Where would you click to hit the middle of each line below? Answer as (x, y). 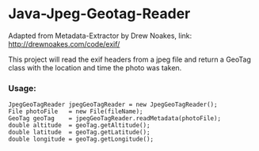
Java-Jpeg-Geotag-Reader (99, 14)
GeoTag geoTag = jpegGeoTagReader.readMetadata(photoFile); (115, 119)
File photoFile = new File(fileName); (76, 111)
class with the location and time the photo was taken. (95, 67)
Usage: (23, 88)
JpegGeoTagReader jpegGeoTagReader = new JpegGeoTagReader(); (113, 105)
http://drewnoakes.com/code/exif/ (64, 43)
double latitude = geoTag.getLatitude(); (79, 132)
